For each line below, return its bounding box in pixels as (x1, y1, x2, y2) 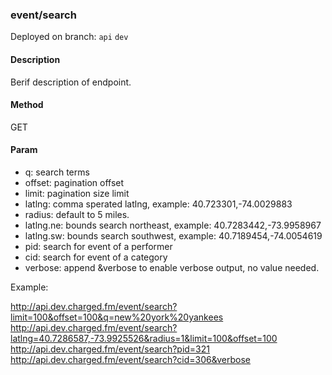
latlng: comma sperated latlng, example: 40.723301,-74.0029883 (24, 198, 293, 210)
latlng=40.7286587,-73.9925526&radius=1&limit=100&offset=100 (10, 332, 278, 344)
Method (10, 99, 44, 111)
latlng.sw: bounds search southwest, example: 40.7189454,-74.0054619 (24, 229, 323, 242)
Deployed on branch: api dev (10, 31, 129, 43)
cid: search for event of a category (24, 251, 168, 263)
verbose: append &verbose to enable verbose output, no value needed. (24, 261, 320, 273)
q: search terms (24, 166, 90, 178)
